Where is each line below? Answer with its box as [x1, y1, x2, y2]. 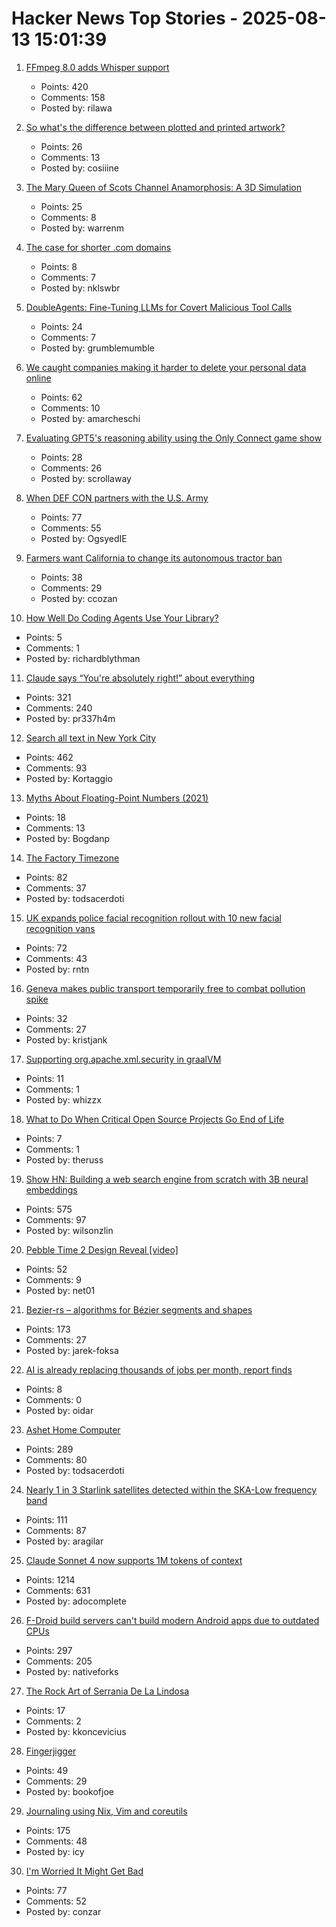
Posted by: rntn [25, 963, 90, 975]
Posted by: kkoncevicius [25, 1725, 127, 1737]
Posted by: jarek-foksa [25, 1344, 119, 1356]
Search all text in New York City [25, 732, 157, 744]
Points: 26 [40, 140, 83, 152]
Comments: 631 [25, 1584, 91, 1596]
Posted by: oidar [25, 1404, 94, 1416]
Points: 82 [25, 871, 68, 883]
